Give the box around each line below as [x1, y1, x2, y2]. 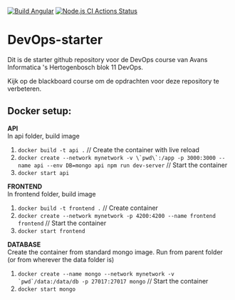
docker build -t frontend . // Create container [17, 204, 159, 212]
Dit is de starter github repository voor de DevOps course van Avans [7, 55, 208, 64]
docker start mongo [17, 286, 76, 293]
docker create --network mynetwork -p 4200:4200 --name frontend [17, 212, 216, 219]
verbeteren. [7, 84, 42, 93]
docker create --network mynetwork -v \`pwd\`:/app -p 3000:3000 [17, 154, 216, 161]
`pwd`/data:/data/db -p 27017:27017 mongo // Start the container [17, 276, 209, 285]
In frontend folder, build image [7, 189, 96, 198]
